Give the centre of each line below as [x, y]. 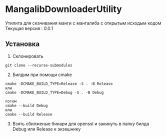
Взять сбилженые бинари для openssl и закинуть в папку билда [81, 123]
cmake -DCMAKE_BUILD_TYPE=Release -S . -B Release [59, 83]
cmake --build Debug [27, 105]
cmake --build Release [29, 114]
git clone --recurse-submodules [39, 65]
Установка [22, 44]
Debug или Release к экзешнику [46, 129]
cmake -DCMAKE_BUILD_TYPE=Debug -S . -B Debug [54, 92]
